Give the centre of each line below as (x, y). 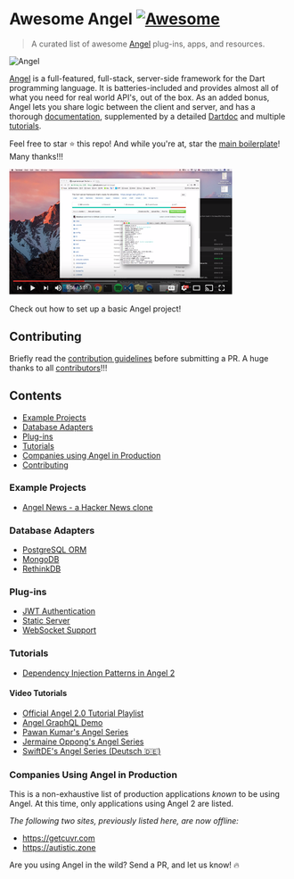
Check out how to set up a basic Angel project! (95, 309)
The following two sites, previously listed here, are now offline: (124, 821)
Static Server (46, 621)
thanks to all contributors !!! (58, 368)
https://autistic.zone (59, 848)
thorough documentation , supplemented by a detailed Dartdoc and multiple (147, 116)
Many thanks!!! (37, 156)
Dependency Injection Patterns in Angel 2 (98, 673)
